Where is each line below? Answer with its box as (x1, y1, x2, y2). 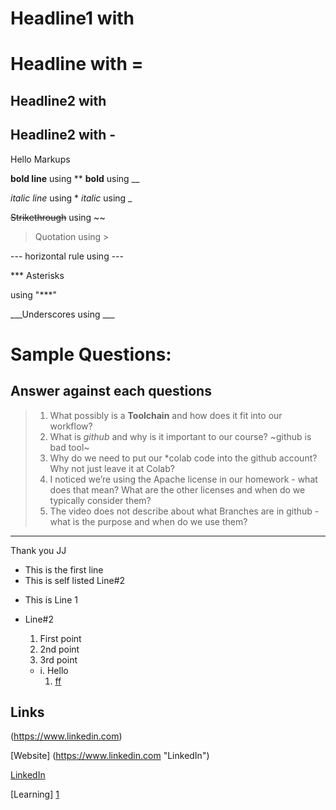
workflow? (49, 420, 93, 432)
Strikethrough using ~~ (10, 211, 106, 223)
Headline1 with (10, 7, 135, 30)
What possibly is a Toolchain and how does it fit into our (49, 409, 283, 421)
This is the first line (24, 563, 104, 576)
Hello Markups (10, 153, 71, 165)
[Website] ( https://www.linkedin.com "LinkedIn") (10, 750, 210, 762)
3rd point (39, 653, 78, 666)
